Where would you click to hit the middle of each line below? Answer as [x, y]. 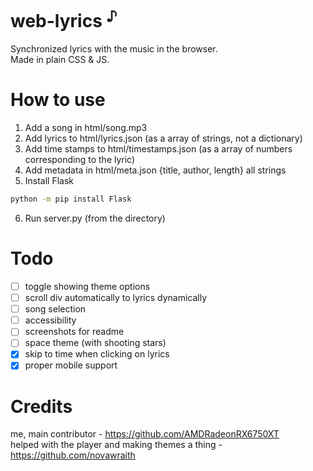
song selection [55, 309]
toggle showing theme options [87, 287]
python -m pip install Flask [71, 199]
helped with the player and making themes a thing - [116, 445]
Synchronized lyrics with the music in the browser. [114, 49]
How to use [58, 100]
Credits [41, 406]
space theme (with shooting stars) [95, 343]
